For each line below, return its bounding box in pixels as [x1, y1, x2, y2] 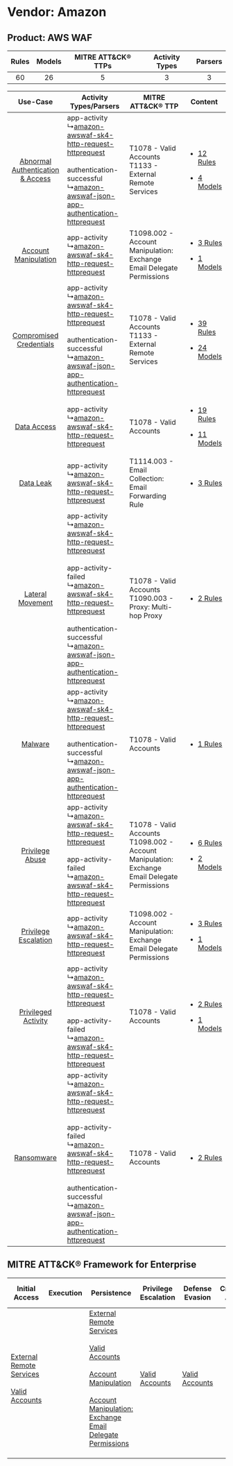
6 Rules [197, 838, 223, 847]
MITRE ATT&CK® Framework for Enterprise [7, 1259, 197, 1270]
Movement [18, 598, 53, 607]
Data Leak [19, 478, 52, 488]
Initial [17, 1284, 36, 1293]
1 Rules [197, 740, 223, 749]
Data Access [15, 422, 57, 431]
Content [190, 97, 218, 106]
